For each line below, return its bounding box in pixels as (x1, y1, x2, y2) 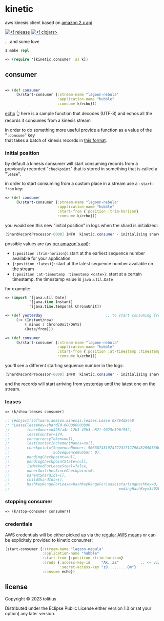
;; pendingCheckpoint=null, (5, 455, 78, 460)
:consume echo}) (42, 569, 76, 574)
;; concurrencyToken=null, (5, 437, 76, 441)
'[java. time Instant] (29, 299, 73, 304)
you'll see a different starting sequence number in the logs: (5, 363, 124, 368)
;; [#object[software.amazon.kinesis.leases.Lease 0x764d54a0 (5, 418, 134, 423)
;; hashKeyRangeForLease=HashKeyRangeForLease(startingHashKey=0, (5, 482, 159, 487)
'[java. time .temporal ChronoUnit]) (29, 304, 102, 309)
